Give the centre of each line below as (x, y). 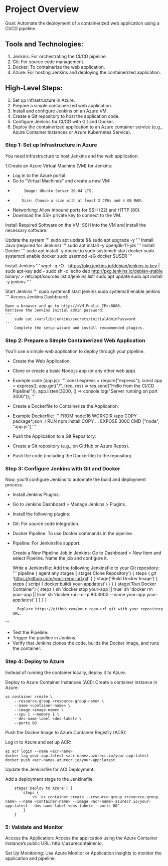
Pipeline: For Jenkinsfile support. (46, 543)
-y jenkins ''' (18, 281)
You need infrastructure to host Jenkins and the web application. (72, 156)
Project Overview (42, 9)
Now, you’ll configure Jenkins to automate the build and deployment (76, 479)
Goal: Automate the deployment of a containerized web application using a (82, 23)
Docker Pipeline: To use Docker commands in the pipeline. (73, 534)
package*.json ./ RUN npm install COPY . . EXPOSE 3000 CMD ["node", (86, 421)
